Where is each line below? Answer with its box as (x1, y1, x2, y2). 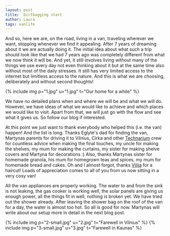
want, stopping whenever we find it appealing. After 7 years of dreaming (5, 41, 157, 47)
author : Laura (5, 17, 36, 22)
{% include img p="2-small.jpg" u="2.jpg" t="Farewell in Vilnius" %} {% (5, 219, 156, 226)
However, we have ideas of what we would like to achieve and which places (5, 104, 164, 110)
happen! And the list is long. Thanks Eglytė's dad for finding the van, (5, 130, 148, 136)
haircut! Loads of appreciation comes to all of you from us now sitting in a (5, 167, 159, 174)
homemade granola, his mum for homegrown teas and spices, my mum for (5, 157, 161, 163)
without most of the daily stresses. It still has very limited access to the (5, 68, 153, 74)
